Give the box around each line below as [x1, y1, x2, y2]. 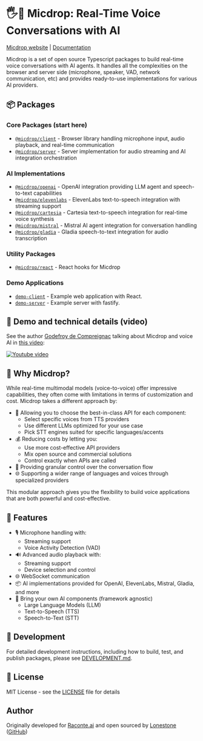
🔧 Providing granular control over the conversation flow [15, 464, 153, 471]
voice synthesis [15, 215, 55, 222]
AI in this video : [6, 339, 45, 347]
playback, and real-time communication [15, 141, 115, 148]
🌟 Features [6, 512, 48, 523]
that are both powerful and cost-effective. [6, 495, 111, 502]
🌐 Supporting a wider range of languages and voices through [15, 470, 168, 477]
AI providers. [6, 81, 38, 89]
